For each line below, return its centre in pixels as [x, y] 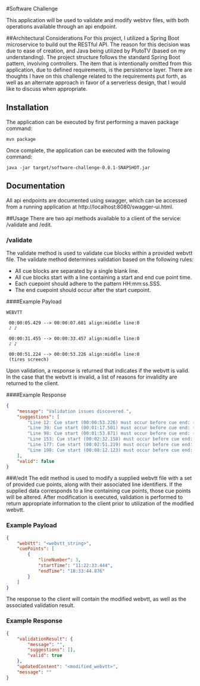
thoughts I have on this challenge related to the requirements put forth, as [96, 76]
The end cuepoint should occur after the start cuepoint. [83, 290]
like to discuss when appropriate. [47, 89]
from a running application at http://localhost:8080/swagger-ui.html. [90, 207]
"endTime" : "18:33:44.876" [71, 571]
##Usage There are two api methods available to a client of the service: [94, 218]
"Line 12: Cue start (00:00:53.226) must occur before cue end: [109, 422]
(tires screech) [29, 359]
